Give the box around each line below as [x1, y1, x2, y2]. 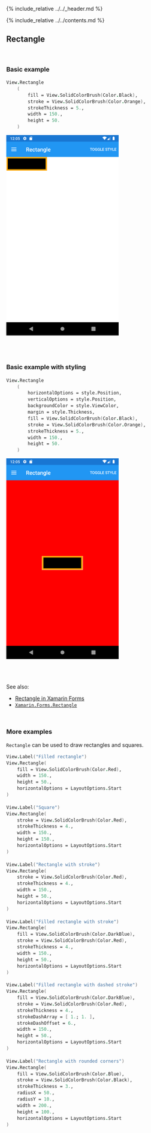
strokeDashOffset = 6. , [17, 1020, 77, 1026]
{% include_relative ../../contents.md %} [6, 17, 105, 23]
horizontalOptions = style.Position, [28, 390, 122, 396]
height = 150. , [17, 836, 55, 843]
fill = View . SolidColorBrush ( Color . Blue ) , [17, 1070, 125, 1077]
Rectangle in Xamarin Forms [14, 695, 85, 702]
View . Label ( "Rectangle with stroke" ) [6, 861, 101, 868]
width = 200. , [17, 1102, 52, 1108]
